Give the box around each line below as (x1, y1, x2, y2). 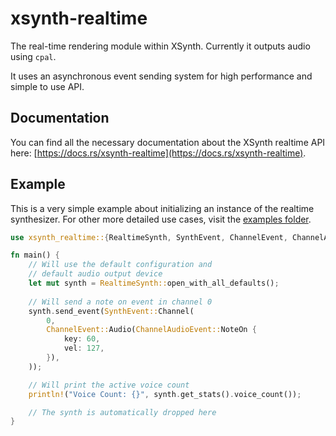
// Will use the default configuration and (28, 260, 213, 270)
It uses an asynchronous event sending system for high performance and (10, 70, 313, 82)
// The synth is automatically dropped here (28, 407, 217, 417)
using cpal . (10, 50, 57, 62)
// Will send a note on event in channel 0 (28, 297, 213, 307)
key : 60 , (63, 334, 101, 344)
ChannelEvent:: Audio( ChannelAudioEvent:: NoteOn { (46, 325, 257, 335)
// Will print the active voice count (28, 380, 190, 390)
